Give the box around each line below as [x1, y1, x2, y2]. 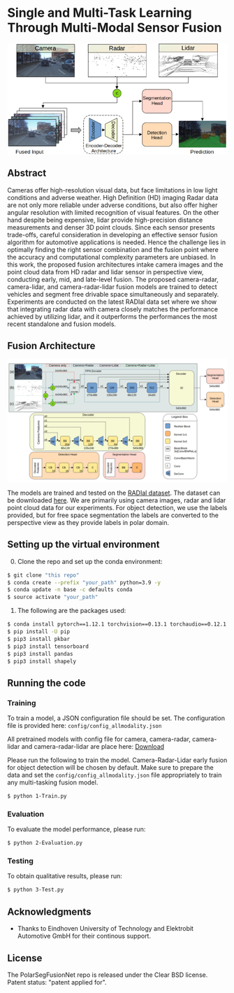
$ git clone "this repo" [7, 572, 80, 579]
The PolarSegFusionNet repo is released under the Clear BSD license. [7, 971, 208, 979]
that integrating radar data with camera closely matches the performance [7, 304, 219, 313]
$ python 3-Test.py [7, 887, 64, 894]
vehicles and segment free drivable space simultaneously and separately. [7, 290, 219, 298]
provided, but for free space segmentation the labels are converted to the [7, 511, 219, 519]
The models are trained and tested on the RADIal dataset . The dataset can [7, 488, 221, 497]
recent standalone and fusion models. [7, 320, 117, 328]
